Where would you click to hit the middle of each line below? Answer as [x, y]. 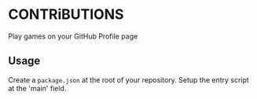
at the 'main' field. [37, 88]
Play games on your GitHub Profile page [73, 36]
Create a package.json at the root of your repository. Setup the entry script [128, 79]
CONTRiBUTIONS [66, 15]
